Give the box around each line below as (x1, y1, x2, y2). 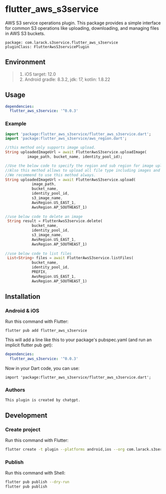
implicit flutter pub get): (5, 342, 53, 348)
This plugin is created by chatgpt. (5, 398, 81, 403)
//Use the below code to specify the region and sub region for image (5, 163, 154, 168)
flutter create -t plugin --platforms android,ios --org (5, 447, 125, 452)
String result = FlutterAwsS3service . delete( (7, 218, 103, 224)
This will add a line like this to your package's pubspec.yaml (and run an (5, 337, 152, 343)
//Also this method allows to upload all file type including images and (5, 168, 161, 173)
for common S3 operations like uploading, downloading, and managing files (5, 25, 159, 31)
